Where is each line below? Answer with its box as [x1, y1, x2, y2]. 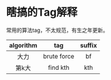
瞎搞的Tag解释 [6, 5, 78, 19]
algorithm [9, 41, 38, 49]
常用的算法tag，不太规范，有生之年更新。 [6, 26, 109, 34]
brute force [42, 52, 75, 60]
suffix [80, 41, 97, 49]
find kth [48, 63, 70, 72]
